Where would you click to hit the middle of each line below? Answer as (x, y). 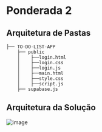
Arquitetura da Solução (51, 107)
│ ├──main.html (40, 73)
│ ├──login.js (39, 68)
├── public (31, 52)
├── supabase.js (38, 89)
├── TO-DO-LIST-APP (31, 47)
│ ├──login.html (42, 58)
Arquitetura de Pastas (49, 33)
